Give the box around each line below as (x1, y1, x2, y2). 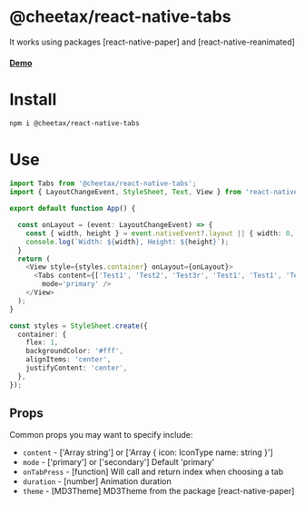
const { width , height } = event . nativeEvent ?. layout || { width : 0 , (25, 229, 295, 238)
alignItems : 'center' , (25, 355, 112, 364)
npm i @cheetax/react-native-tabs (9, 119, 141, 128)
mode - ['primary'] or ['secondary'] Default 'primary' (22, 457, 215, 468)
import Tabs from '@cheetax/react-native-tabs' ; (9, 179, 197, 188)
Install (9, 89, 57, 110)
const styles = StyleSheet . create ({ (9, 321, 148, 331)
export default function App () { (9, 204, 136, 213)
